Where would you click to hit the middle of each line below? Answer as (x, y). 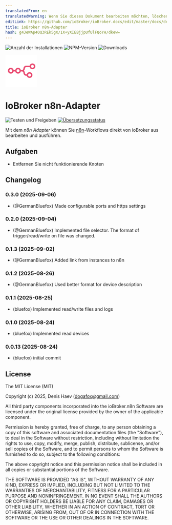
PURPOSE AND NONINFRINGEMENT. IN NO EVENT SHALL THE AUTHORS (84, 496)
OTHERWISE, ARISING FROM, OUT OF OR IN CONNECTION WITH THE (80, 512)
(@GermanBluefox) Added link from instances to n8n (68, 260)
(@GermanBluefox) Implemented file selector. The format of (76, 230)
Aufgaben (21, 152)
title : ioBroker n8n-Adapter (36, 27)
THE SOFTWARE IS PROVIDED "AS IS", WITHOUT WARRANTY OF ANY (80, 480)
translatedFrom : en (26, 11)
